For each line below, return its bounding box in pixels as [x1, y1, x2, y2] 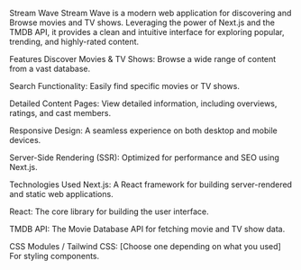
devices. [9, 135, 41, 145]
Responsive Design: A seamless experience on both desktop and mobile [9, 125, 278, 136]
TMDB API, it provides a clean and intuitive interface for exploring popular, [9, 27, 285, 37]
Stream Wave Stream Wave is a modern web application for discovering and [9, 8, 292, 18]
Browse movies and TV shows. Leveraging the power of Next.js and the [9, 17, 275, 28]
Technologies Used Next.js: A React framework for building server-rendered [9, 179, 293, 190]
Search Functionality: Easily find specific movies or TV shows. [9, 81, 241, 91]
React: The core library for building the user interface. [9, 206, 209, 217]
